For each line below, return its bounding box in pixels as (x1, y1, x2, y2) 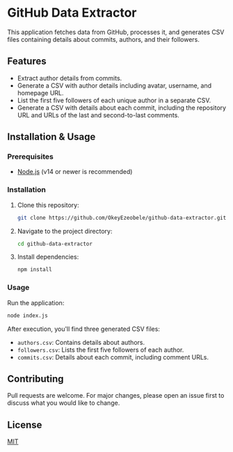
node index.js (7, 312, 49, 319)
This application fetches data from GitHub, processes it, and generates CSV (7, 28, 225, 36)
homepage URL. (17, 88, 64, 97)
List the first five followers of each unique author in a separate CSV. (17, 96, 211, 104)
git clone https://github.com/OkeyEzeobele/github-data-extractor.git (17, 214, 227, 221)
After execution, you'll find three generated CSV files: (7, 325, 160, 333)
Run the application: (7, 298, 65, 307)
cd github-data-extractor (17, 240, 93, 248)
